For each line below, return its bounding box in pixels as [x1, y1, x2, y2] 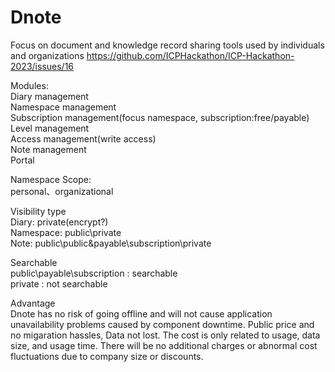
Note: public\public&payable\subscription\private [10, 237, 212, 249]
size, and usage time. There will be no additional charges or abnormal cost [10, 339, 318, 351]
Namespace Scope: [10, 173, 92, 185]
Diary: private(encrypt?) [10, 216, 109, 228]
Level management [10, 122, 90, 134]
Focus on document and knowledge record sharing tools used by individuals [10, 39, 325, 51]
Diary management [10, 90, 89, 102]
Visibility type [10, 205, 67, 217]
